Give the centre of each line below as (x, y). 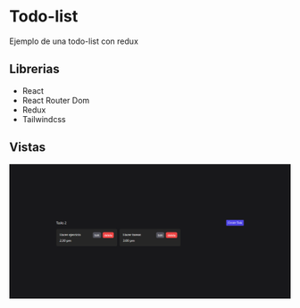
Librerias (34, 69)
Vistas (28, 148)
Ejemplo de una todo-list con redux (74, 41)
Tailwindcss (44, 119)
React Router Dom (56, 100)
